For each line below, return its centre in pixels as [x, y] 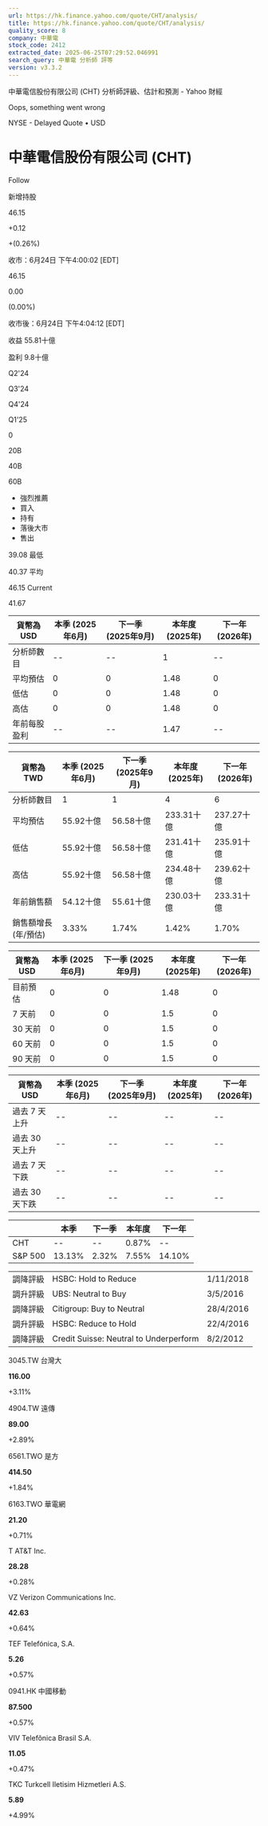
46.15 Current [31, 587]
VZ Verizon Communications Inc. [62, 1597]
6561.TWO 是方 [33, 1456]
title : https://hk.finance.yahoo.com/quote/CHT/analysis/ [106, 23]
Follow [19, 180]
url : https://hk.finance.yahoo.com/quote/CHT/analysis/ [103, 16]
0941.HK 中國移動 [37, 1691]
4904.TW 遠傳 [32, 1408]
